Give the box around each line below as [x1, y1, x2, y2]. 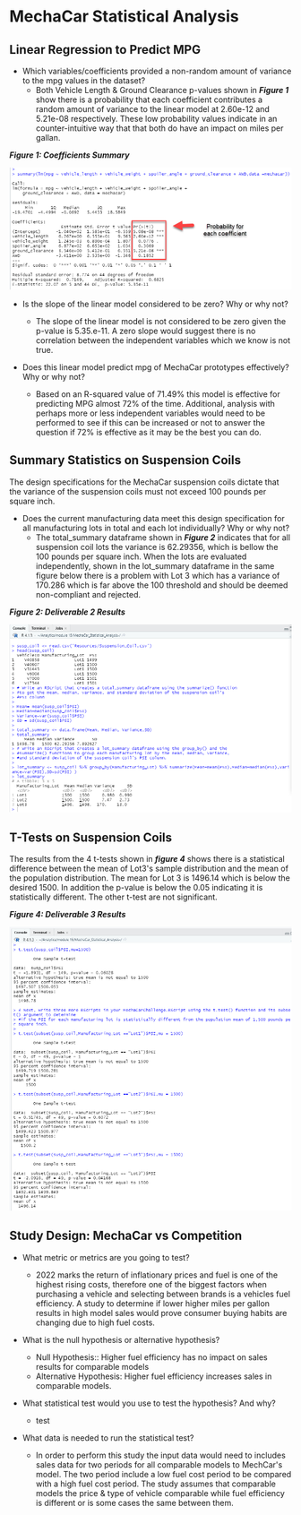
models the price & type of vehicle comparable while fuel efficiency [35, 1487, 285, 1498]
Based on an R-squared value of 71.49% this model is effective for [35, 388, 280, 400]
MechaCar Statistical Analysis [9, 6, 239, 27]
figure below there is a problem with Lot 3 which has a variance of [35, 570, 280, 581]
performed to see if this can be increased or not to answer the [35, 417, 266, 427]
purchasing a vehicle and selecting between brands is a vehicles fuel [35, 1288, 291, 1299]
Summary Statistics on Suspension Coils [9, 452, 242, 468]
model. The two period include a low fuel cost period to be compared [35, 1468, 292, 1479]
